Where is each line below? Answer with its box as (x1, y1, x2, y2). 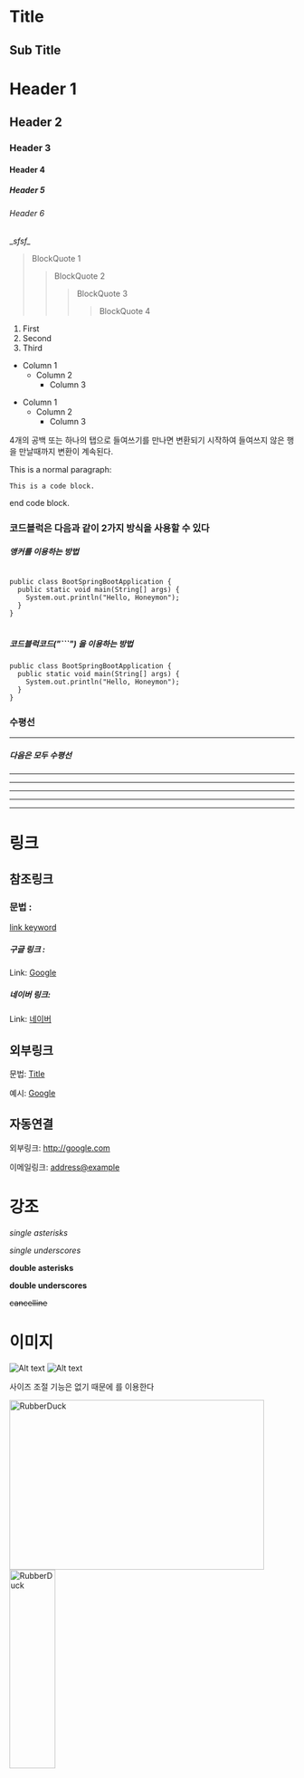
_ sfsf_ (9, 235, 32, 246)
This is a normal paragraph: (9, 464, 112, 475)
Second (22, 333, 52, 344)
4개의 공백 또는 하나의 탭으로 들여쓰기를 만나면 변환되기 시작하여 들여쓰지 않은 (9, 435, 285, 445)
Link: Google (9, 967, 57, 979)
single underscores (9, 1245, 81, 1256)
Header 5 (9, 185, 45, 196)
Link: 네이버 (9, 1014, 52, 1025)
